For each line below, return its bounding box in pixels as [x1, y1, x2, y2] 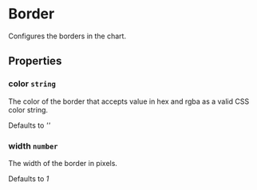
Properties [8, 54, 62, 68]
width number [8, 141, 58, 152]
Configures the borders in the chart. [8, 31, 126, 41]
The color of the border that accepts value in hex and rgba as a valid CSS [8, 97, 250, 106]
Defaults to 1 [8, 173, 49, 184]
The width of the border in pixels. [8, 158, 118, 168]
